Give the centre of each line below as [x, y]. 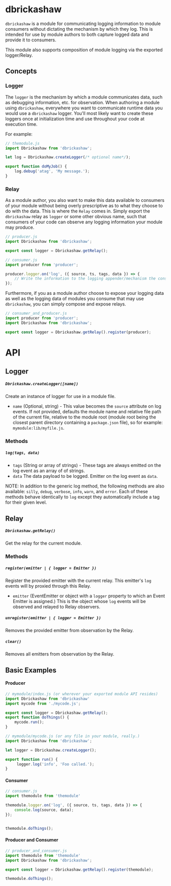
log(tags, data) [22, 453]
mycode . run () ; [29, 722]
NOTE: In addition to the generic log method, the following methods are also [85, 486]
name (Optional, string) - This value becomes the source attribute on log [87, 406]
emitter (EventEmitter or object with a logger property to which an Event [89, 596]
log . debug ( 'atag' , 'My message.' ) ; [52, 171]
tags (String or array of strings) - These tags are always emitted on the [87, 465]
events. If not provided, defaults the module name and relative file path [87, 412]
